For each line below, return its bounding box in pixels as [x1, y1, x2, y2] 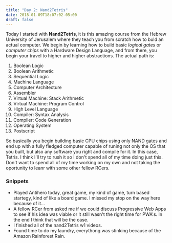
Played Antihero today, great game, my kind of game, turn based [13, 189, 150, 195]
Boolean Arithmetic [13, 68, 54, 74]
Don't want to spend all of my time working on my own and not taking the [6, 160, 161, 166]
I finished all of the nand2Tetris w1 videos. [13, 222, 102, 228]
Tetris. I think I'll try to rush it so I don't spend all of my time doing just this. [6, 154, 163, 160]
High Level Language [13, 106, 58, 113]
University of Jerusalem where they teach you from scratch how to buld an [6, 36, 164, 42]
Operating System [13, 122, 52, 128]
